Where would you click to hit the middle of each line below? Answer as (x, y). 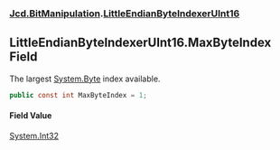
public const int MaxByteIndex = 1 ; (78, 95)
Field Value (31, 116)
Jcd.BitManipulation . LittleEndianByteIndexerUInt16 (125, 14)
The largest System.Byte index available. (85, 79)
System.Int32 (34, 136)
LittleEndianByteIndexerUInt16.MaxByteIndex (140, 43)
